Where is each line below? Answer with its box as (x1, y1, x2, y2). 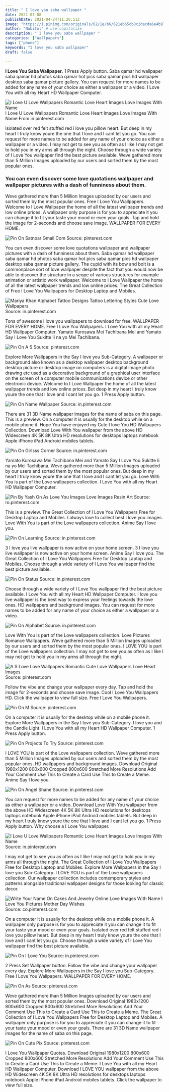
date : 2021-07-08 (5, 12, 42, 17)
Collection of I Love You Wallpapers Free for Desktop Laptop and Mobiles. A (5, 1014, 162, 1020)
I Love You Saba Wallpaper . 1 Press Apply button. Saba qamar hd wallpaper (5, 68, 162, 74)
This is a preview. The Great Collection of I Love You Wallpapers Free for (5, 509, 155, 515)
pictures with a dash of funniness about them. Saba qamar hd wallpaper (5, 250, 155, 256)
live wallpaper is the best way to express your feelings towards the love (5, 597, 153, 603)
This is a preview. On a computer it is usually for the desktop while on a (5, 416, 153, 422)
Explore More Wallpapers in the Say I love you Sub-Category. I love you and (5, 719, 162, 725)
